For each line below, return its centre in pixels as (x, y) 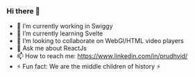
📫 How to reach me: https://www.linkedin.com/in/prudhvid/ (102, 56)
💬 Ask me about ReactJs (52, 49)
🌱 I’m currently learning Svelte (60, 33)
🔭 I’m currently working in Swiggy (65, 26)
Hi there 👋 (24, 11)
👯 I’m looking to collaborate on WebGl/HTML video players (100, 41)
